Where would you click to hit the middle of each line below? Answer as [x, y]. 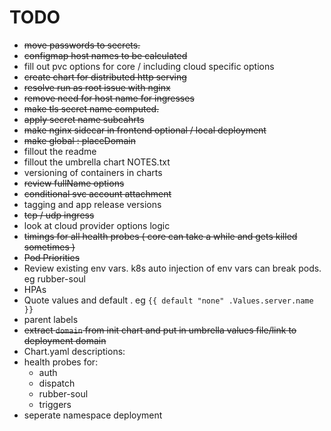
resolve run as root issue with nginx [97, 87]
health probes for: [61, 362]
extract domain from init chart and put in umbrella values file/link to [160, 330]
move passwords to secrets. [82, 45]
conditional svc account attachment [97, 193]
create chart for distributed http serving [105, 77]
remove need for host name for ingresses [109, 98]
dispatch [57, 383]
